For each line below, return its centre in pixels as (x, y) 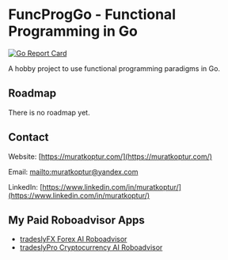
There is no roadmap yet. (49, 112)
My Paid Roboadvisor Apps (76, 220)
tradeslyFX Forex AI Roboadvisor (73, 239)
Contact (28, 137)
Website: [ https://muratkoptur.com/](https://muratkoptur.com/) (110, 156)
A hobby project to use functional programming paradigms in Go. (114, 68)
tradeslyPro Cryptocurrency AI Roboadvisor (91, 247)
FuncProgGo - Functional (92, 15)
